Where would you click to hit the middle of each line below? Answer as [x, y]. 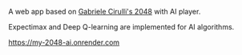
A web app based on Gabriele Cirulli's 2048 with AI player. [105, 12]
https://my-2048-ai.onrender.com [64, 42]
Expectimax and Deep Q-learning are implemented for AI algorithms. [121, 27]
